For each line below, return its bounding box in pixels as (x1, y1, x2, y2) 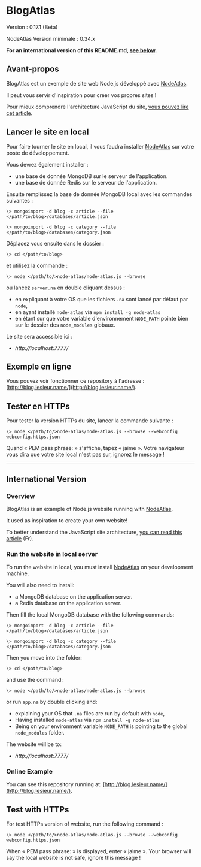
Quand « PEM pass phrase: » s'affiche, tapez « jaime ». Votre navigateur (6, 445, 185, 452)
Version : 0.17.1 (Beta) (6, 23, 58, 31)
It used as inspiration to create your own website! (6, 516, 127, 524)
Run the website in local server (6, 549, 98, 558)
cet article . (6, 109, 33, 117)
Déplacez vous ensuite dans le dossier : (6, 240, 105, 247)
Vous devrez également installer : (6, 161, 89, 168)
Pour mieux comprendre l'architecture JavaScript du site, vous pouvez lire (6, 103, 189, 110)
